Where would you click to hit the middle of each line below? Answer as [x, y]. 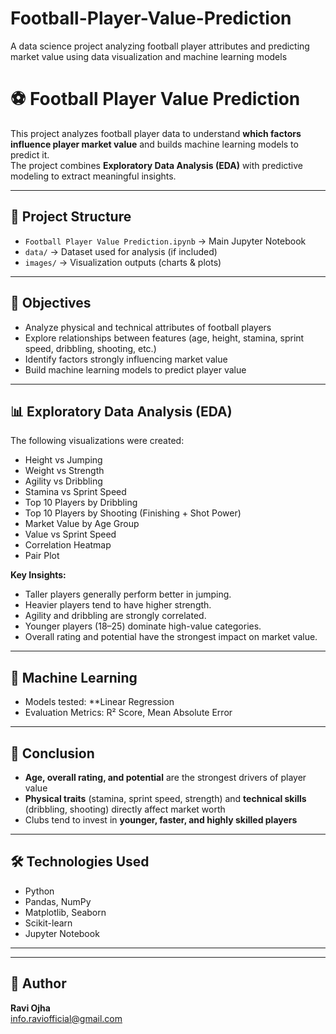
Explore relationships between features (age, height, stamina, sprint [164, 338]
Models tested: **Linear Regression [99, 702]
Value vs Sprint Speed [70, 534]
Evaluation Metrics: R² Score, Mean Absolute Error [128, 713]
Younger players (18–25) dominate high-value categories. [143, 626]
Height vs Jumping [63, 460]
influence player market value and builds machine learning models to [154, 144]
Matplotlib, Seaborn [65, 912]
